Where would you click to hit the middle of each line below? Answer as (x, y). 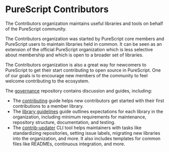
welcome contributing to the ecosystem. (47, 81)
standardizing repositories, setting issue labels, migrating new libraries (87, 133)
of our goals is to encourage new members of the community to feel (77, 75)
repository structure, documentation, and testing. (64, 122)
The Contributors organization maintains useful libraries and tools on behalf (84, 23)
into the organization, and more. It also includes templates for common (87, 138)
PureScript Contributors (57, 9)
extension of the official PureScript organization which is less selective (79, 49)
